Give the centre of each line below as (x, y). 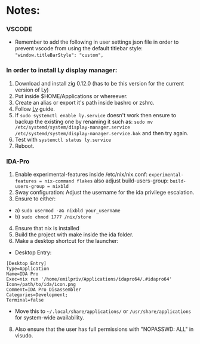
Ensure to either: (35, 199)
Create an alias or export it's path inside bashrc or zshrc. (84, 102)
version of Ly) (32, 90)
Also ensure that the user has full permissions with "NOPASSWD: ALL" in (104, 329)
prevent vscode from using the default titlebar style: (79, 48)
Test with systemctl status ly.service (63, 139)
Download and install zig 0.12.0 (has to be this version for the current (99, 83)
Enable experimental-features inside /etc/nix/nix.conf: (81, 175)
